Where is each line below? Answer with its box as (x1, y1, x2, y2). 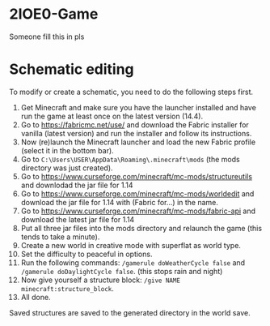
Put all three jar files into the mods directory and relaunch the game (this (20, 223, 262, 233)
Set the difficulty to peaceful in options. (20, 249, 153, 259)
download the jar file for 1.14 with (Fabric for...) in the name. (20, 197, 219, 207)
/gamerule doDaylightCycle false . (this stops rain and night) (20, 266, 223, 276)
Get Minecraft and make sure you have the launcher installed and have (20, 102, 257, 112)
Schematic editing (9, 60, 134, 79)
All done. (20, 292, 51, 302)
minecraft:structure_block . (20, 283, 114, 293)
